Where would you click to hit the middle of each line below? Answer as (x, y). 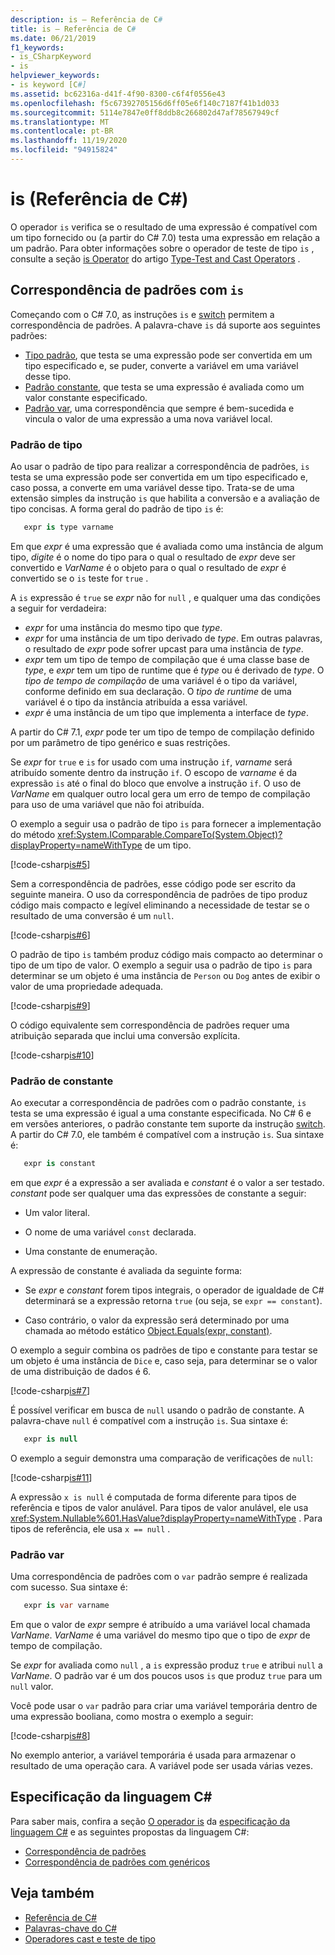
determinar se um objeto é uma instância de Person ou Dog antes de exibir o (165, 975)
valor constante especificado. (86, 397)
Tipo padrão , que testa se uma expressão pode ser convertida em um (168, 355)
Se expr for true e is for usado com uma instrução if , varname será (151, 762)
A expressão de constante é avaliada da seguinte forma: (126, 1270)
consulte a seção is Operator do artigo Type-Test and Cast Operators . (155, 258)
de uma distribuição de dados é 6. (81, 1371)
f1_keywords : (37, 47)
